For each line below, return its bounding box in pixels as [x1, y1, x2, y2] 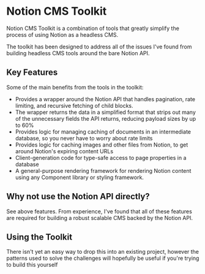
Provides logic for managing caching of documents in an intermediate [15, 127, 192, 135]
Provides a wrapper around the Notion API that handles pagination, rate [15, 95, 196, 102]
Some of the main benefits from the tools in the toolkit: [6, 83, 144, 91]
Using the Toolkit [6, 232, 72, 242]
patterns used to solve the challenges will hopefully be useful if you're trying [6, 254, 199, 262]
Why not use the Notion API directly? [6, 191, 150, 202]
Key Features [6, 67, 58, 78]
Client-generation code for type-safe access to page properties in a [15, 154, 187, 161]
